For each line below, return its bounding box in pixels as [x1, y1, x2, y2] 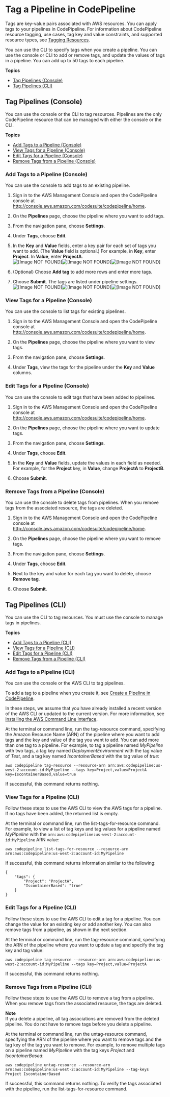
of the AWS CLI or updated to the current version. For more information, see [5, 711, 164, 717]
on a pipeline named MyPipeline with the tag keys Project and [5, 1047, 135, 1053]
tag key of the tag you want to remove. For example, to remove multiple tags [5, 1041, 165, 1047]
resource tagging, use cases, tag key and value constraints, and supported [5, 31, 162, 37]
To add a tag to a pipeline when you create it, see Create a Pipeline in [5, 690, 151, 696]
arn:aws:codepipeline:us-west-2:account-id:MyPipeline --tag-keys [5, 1067, 149, 1072]
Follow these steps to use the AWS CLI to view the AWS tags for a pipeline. [5, 805, 162, 811]
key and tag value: [5, 947, 44, 953]
